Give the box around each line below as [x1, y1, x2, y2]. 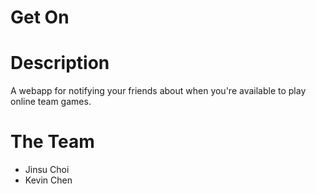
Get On [10, 6, 70, 29]
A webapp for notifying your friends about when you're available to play [10, 85, 307, 97]
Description [10, 52, 110, 75]
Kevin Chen [24, 174, 73, 186]
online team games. [10, 96, 92, 108]
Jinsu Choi [24, 164, 70, 176]
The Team [10, 131, 95, 153]
